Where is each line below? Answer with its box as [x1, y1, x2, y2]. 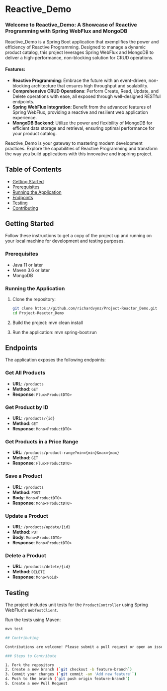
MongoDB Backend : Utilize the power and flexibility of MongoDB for [12, 120, 153, 126]
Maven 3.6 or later [12, 267, 50, 273]
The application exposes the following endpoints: [5, 357, 106, 363]
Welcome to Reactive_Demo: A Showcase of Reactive [5, 21, 137, 28]
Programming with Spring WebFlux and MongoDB [5, 27, 128, 34]
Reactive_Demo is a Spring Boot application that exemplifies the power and [5, 39, 159, 45]
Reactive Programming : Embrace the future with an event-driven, [12, 77, 148, 83]
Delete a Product [5, 552, 46, 559]
